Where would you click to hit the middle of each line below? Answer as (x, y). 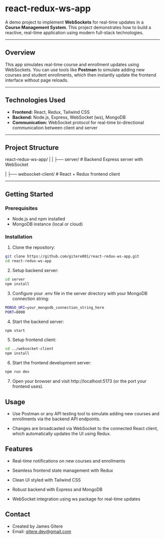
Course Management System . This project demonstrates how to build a (78, 27)
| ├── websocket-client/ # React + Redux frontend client (63, 174)
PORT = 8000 (15, 312)
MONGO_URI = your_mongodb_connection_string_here (55, 307)
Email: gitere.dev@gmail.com (41, 531)
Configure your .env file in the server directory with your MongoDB (80, 293)
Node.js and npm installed (39, 219)
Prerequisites (21, 208)
